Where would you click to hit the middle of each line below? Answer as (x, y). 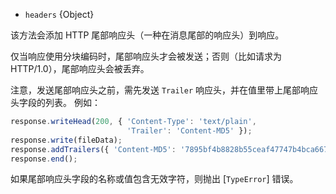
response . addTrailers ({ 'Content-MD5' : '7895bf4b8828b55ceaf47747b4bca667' (171, 149)
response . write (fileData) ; (66, 140)
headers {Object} (59, 14)
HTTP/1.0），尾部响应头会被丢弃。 (80, 68)
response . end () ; (44, 159)
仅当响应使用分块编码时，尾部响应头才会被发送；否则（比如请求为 (146, 56)
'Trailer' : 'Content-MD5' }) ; (189, 130)
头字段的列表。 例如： (55, 102)
